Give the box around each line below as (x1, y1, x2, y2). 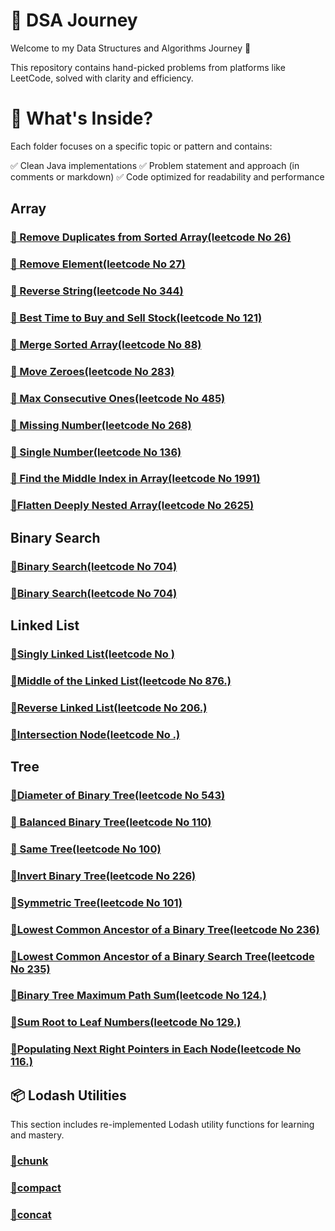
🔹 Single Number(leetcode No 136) (10, 445, 182, 459)
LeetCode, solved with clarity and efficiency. (10, 72, 194, 84)
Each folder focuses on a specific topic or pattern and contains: (10, 140, 273, 152)
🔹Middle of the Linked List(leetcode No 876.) (10, 674, 232, 688)
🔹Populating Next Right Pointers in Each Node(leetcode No (10, 1042, 302, 1056)
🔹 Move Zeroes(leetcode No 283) (10, 364, 175, 378)
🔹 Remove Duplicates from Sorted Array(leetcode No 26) (10, 230, 292, 244)
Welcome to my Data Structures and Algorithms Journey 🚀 (10, 42, 252, 54)
